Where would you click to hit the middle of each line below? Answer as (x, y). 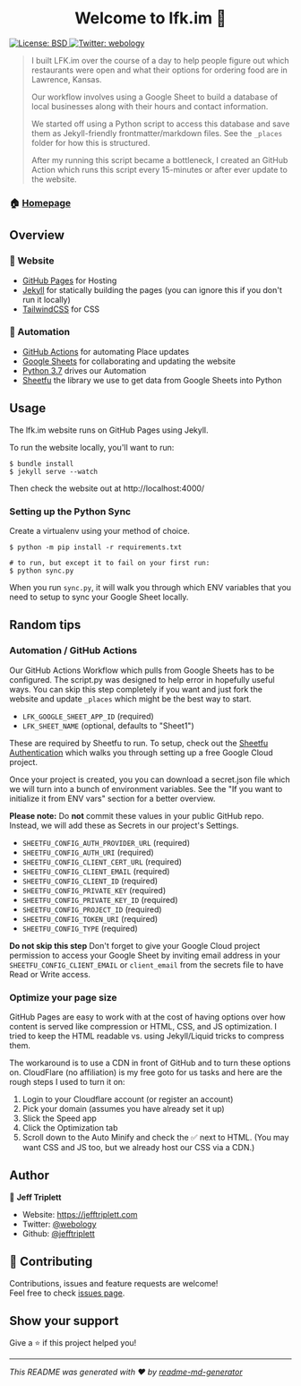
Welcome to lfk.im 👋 (150, 18)
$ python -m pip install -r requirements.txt (95, 547)
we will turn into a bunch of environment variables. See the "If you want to (146, 788)
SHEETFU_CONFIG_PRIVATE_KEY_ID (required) (100, 900)
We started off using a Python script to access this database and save (160, 124)
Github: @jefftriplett (59, 1233)
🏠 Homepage (40, 202)
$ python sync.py (42, 571)
